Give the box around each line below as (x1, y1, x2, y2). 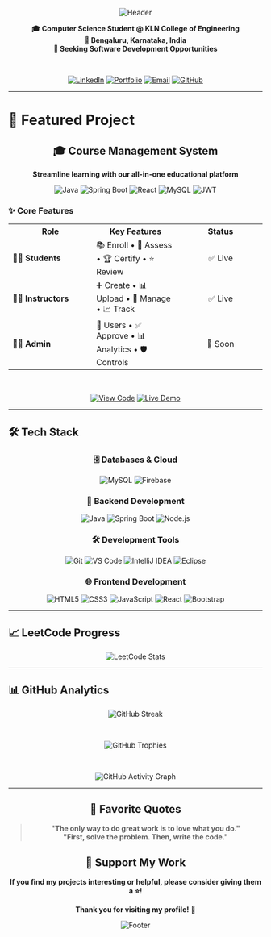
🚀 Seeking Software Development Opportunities (53, 44, 218, 53)
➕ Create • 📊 (96, 280, 148, 291)
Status (207, 226, 234, 237)
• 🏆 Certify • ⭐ (96, 253, 155, 264)
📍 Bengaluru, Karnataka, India (84, 35, 187, 44)
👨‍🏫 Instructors (12, 293, 69, 304)
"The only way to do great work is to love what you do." (51, 823, 240, 834)
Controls (96, 357, 129, 369)
